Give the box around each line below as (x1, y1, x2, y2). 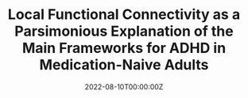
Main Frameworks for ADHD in (21, 40, 227, 57)
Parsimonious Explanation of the (14, 22, 234, 40)
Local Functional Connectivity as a (7, 6, 241, 24)
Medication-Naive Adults (39, 56, 209, 74)
